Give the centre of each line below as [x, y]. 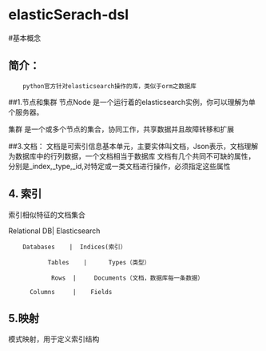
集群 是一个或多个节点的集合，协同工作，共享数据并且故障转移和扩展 [121, 129]
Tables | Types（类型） [99, 262]
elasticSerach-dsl [69, 15]
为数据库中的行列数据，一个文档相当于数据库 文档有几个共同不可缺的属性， [132, 156]
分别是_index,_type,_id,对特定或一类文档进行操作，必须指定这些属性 [119, 166]
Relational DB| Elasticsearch [54, 231]
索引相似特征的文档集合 [47, 215]
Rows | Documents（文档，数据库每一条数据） [127, 278]
